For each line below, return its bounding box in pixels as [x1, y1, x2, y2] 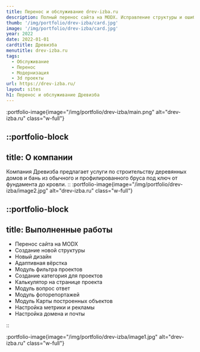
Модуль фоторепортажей [14, 291, 80, 298]
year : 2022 [6, 31, 33, 37]
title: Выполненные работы [6, 224, 113, 234]
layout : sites [6, 87, 42, 92]
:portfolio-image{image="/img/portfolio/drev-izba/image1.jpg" [6, 334, 158, 341]
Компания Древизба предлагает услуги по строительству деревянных [6, 168, 187, 175]
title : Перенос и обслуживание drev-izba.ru [6, 8, 118, 15]
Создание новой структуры [14, 247, 85, 254]
